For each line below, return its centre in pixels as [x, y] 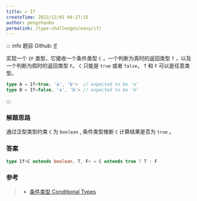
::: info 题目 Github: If [32, 46]
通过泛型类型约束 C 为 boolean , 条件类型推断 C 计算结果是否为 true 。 [90, 132]
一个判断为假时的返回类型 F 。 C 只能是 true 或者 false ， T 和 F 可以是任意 [96, 66]
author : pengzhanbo [30, 23]
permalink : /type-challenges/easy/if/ [54, 28]
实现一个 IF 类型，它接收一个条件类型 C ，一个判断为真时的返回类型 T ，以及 [99, 58]
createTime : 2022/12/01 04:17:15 [47, 17]
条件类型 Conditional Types [63, 192]
